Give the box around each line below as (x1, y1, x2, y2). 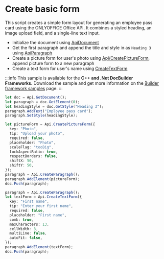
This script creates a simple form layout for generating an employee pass (5, 20, 153, 25)
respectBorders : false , (9, 154, 58, 159)
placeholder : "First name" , (9, 212, 67, 217)
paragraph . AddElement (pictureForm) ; (5, 176, 80, 182)
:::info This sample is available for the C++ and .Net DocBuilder (5, 75, 133, 81)
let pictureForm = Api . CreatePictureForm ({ (5, 122, 95, 127)
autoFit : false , (9, 235, 43, 240)
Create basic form (5, 3, 80, 15)
